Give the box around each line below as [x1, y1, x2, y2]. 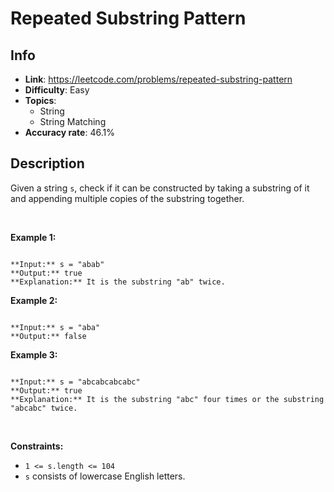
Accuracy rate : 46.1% [24, 127, 115, 138]
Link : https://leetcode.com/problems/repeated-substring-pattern [24, 73, 293, 85]
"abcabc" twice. [10, 403, 78, 413]
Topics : [24, 95, 57, 106]
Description [10, 155, 85, 172]
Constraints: [10, 440, 64, 452]
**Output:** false [10, 331, 87, 341]
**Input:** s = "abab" [10, 259, 105, 269]
